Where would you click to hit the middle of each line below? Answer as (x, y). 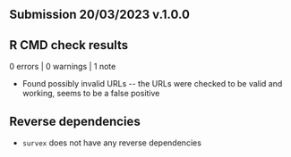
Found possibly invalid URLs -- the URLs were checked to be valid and (152, 84)
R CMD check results (69, 45)
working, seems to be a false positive (91, 94)
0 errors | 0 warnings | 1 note (63, 67)
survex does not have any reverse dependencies (111, 143)
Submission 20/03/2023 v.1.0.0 (100, 15)
